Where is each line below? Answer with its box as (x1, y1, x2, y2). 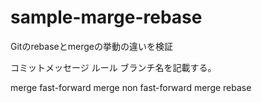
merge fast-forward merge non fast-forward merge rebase (10, 81, 252, 93)
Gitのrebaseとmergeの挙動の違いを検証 (10, 40, 173, 52)
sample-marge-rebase (10, 6, 203, 29)
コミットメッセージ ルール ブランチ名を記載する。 (10, 61, 217, 73)
